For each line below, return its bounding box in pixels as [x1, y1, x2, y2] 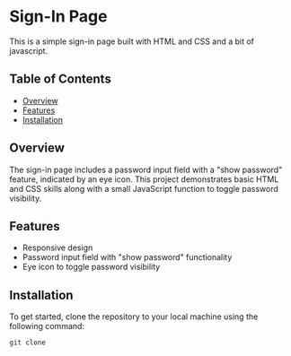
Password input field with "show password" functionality [22, 252, 233, 263]
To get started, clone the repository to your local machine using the [9, 311, 259, 322]
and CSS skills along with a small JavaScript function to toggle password [9, 183, 278, 194]
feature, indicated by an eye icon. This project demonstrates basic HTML [9, 173, 279, 185]
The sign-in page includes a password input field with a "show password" [9, 164, 283, 175]
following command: [9, 321, 85, 332]
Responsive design [22, 242, 93, 253]
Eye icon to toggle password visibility [22, 262, 161, 273]
